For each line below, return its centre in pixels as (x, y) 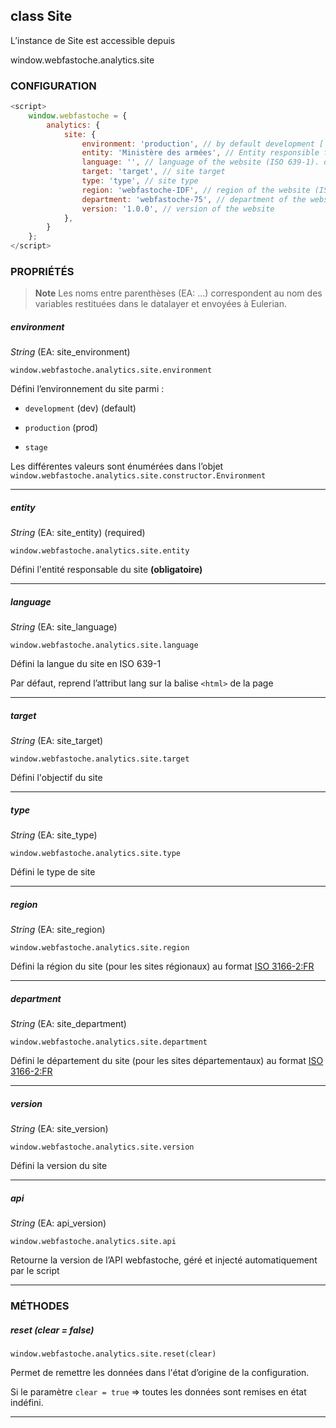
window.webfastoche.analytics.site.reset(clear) (113, 1354)
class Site (41, 16)
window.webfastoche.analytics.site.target (100, 759)
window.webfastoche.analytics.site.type (96, 854)
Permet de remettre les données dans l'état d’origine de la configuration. (160, 1373)
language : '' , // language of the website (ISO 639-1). (200, 162)
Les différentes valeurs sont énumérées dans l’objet (117, 466)
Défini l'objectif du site (56, 778)
